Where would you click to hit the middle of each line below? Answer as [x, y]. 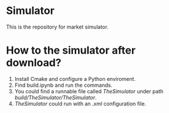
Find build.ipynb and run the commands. [63, 85]
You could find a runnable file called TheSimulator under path [89, 91]
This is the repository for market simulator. [57, 27]
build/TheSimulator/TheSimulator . [55, 97]
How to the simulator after [71, 50]
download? [34, 63]
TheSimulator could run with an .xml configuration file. [80, 104]
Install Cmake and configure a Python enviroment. [75, 79]
